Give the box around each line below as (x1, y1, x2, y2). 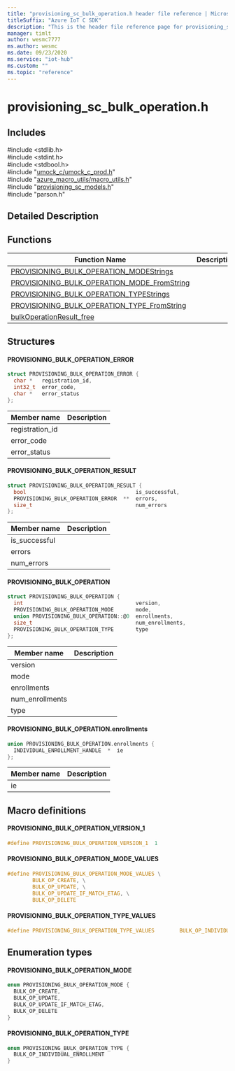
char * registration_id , (13, 377, 92, 385)
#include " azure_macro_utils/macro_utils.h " (7, 175, 133, 183)
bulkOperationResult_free (10, 312, 94, 322)
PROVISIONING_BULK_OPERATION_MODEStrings (10, 267, 173, 276)
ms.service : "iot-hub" (7, 56, 73, 63)
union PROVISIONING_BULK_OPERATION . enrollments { (7, 740, 155, 747)
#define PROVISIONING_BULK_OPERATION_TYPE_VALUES (7, 927, 155, 934)
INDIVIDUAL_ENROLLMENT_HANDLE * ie (13, 746, 124, 754)
